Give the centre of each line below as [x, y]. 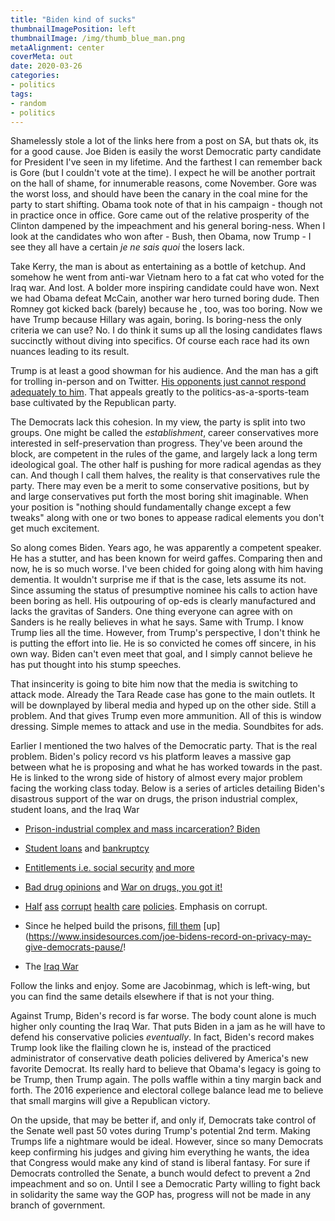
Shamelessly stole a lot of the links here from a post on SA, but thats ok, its [164, 141]
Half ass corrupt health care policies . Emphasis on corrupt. [146, 907]
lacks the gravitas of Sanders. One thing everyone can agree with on [151, 612]
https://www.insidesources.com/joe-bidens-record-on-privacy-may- [170, 937]
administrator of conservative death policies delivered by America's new [159, 1058]
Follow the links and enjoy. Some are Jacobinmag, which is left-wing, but [160, 986]
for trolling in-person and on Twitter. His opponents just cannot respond [158, 382]
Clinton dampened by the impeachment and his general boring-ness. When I [168, 226]
